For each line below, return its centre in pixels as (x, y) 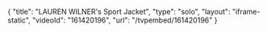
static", (19, 20)
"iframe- (246, 12)
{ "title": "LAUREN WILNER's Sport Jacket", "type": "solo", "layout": (119, 12)
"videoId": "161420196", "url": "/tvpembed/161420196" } (125, 20)
